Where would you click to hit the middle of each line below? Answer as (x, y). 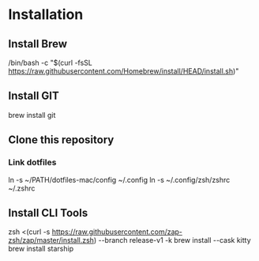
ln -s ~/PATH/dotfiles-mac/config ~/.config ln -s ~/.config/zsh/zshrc (119, 180)
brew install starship (41, 249)
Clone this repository (61, 140)
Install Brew (38, 44)
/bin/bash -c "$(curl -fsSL (51, 62)
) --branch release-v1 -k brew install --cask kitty (172, 240)
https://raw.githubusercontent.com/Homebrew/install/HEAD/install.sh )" (124, 71)
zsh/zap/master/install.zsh (51, 240)
